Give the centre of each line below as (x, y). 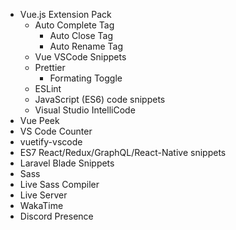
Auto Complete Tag (74, 25)
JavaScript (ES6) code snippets (100, 99)
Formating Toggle (86, 78)
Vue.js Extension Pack (65, 14)
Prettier (50, 67)
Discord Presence (56, 216)
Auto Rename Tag (86, 46)
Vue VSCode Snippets (80, 57)
